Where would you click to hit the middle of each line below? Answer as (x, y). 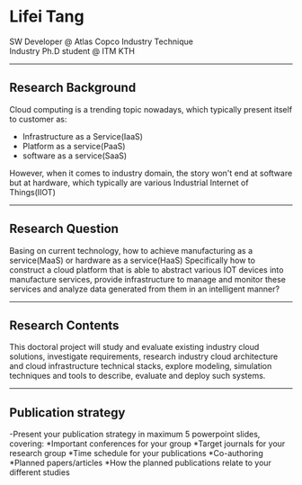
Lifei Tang (47, 17)
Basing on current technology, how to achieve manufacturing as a (131, 250)
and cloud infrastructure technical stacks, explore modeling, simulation (141, 366)
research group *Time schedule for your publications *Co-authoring (136, 454)
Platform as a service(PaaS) (74, 146)
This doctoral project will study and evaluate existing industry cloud (134, 347)
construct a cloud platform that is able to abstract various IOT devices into (147, 269)
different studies (40, 472)
